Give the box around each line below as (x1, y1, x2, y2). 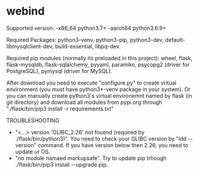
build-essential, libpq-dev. (55, 43, 121, 50)
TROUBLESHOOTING (6, 117, 60, 124)
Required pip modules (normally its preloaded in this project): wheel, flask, (6, 54, 193, 61)
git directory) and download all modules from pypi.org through (6, 99, 162, 106)
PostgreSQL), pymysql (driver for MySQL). (6, 67, 113, 74)
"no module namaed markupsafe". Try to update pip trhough (15, 154, 167, 162)
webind (6, 4, 45, 18)
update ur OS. (15, 148, 51, 155)
